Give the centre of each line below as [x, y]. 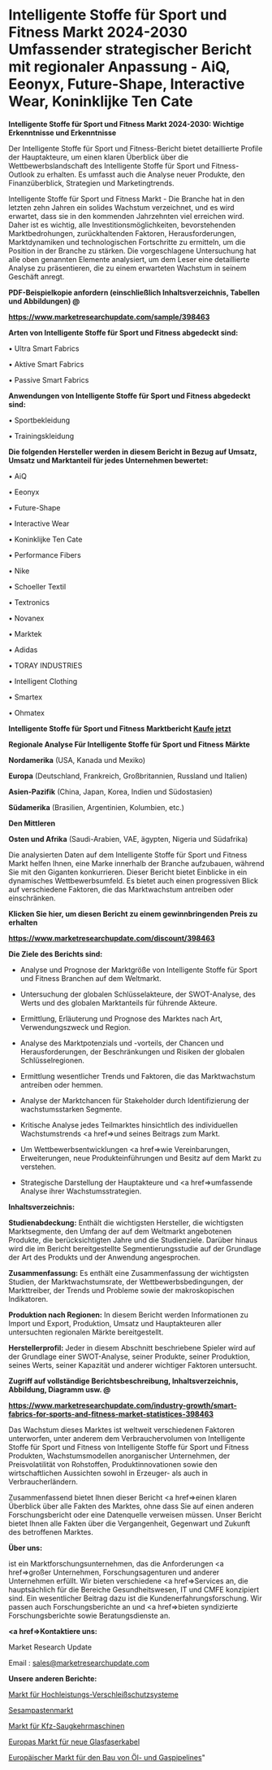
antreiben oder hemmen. [61, 1084]
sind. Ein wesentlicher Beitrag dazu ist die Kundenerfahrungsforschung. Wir [135, 1598]
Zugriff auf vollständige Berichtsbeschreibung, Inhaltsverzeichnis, [123, 1381]
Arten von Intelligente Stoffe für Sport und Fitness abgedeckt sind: [123, 332]
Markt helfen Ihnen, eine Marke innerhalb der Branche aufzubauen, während [137, 863]
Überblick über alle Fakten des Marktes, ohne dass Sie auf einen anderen [131, 1506]
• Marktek [25, 633]
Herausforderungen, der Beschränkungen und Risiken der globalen [132, 1051]
